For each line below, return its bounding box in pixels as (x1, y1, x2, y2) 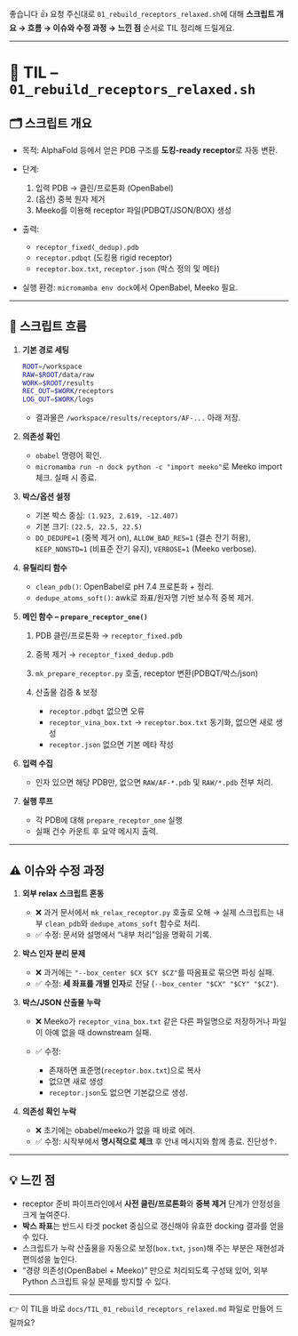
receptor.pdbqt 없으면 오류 (48, 706, 145, 717)
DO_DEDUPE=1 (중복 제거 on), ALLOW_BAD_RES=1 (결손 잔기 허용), (35, 533, 251, 543)
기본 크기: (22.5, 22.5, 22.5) (35, 521, 143, 532)
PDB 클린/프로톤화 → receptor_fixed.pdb (35, 631, 184, 641)
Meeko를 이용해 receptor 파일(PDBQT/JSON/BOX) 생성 (35, 205, 232, 215)
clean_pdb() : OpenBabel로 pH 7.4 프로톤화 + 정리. (35, 582, 215, 592)
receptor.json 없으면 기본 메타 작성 (48, 739, 175, 750)
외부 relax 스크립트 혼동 (21, 889, 105, 898)
